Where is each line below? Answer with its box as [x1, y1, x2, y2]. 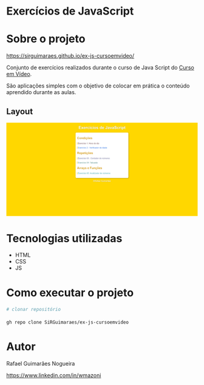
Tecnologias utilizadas [6, 231, 123, 245]
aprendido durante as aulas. [6, 89, 76, 96]
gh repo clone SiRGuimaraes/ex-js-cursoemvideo [6, 319, 129, 325]
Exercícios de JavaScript [6, 4, 134, 18]
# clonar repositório [6, 307, 61, 313]
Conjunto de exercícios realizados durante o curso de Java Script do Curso [6, 64, 194, 71]
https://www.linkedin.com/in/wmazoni [6, 372, 101, 379]
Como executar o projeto [6, 285, 134, 299]
